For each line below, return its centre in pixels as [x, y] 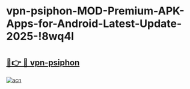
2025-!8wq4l [40, 36]
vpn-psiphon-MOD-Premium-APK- [95, 11]
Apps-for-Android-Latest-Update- [94, 24]
